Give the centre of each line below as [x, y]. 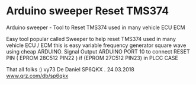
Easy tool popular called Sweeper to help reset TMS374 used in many [91, 39]
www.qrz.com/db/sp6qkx [37, 75]
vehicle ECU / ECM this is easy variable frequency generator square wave [96, 45]
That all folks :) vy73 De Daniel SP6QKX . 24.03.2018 [70, 69]
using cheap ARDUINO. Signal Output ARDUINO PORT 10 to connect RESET [98, 51]
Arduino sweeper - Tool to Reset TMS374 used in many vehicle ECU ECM [96, 27]
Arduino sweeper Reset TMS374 [88, 11]
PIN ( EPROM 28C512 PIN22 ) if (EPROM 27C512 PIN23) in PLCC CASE [92, 58]
